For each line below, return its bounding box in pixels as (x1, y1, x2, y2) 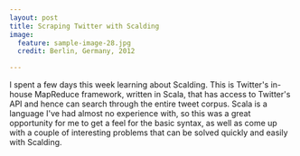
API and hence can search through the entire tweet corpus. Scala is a (9, 98, 268, 109)
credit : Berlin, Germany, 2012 (17, 47, 136, 56)
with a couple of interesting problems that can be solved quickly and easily (9, 127, 288, 138)
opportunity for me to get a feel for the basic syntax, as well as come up (9, 118, 277, 129)
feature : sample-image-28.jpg (17, 38, 131, 48)
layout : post (9, 13, 59, 23)
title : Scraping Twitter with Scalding (9, 22, 160, 31)
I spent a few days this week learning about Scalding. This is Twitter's (9, 79, 269, 90)
